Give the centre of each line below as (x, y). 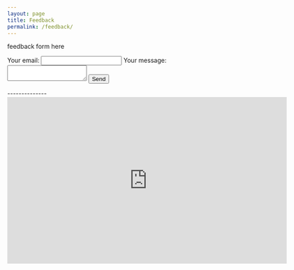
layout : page (26, 14)
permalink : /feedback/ (40, 27)
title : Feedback (31, 20)
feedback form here (36, 47)
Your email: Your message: (87, 61)
